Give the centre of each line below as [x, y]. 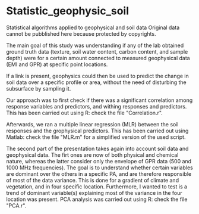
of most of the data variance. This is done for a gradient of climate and [93, 180]
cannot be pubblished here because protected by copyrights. [81, 33]
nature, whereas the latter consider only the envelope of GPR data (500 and [99, 161]
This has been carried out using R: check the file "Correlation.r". [85, 113]
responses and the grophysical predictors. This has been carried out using [97, 131]
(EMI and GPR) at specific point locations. [57, 64]
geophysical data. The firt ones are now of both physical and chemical [92, 155]
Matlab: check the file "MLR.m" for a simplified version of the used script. [96, 137]
